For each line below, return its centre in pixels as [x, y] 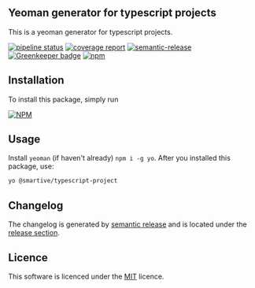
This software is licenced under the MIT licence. [86, 276]
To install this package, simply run [63, 99]
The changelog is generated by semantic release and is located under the [128, 224]
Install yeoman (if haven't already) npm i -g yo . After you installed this [119, 158]
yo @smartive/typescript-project [63, 181]
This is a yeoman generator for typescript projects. [91, 31]
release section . [34, 233]
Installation [36, 81]
